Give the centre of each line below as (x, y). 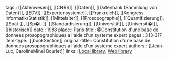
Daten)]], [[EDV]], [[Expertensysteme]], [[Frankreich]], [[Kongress (75, 13)
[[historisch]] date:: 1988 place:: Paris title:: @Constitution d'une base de (82, 29)
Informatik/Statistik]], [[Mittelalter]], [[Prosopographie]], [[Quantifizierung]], (85, 18)
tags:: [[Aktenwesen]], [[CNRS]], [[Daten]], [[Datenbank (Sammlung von (81, 7)
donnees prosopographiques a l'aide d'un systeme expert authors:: (76, 46)
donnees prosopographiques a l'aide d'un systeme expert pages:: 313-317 (84, 35)
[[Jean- (156, 46)
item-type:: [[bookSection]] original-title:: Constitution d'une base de (78, 40)
